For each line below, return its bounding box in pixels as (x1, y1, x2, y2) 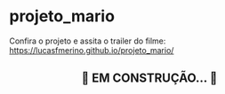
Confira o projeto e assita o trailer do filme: (9, 35, 166, 46)
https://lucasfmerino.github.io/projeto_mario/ (9, 44, 174, 55)
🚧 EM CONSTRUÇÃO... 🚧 (81, 71, 218, 86)
